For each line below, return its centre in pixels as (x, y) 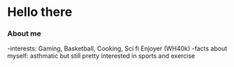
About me (24, 34)
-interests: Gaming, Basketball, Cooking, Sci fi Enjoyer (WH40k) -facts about (117, 48)
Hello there (40, 12)
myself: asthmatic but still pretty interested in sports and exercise (101, 56)
